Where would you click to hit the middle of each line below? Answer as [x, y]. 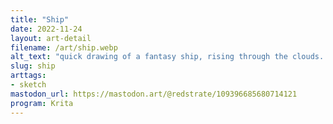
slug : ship [33, 66]
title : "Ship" [40, 19]
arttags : [28, 76]
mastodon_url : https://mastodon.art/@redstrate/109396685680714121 [154, 94]
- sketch [28, 85]
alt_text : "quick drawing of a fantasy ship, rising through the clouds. [167, 57]
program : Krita [42, 103]
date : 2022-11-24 [46, 29]
